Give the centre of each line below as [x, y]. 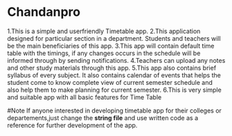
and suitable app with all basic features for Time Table [84, 97]
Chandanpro [44, 12]
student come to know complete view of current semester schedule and [110, 82]
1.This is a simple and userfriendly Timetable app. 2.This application [104, 31]
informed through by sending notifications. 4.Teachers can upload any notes [116, 60]
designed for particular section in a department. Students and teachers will [114, 38]
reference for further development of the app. [72, 125]
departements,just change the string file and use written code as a [103, 117]
